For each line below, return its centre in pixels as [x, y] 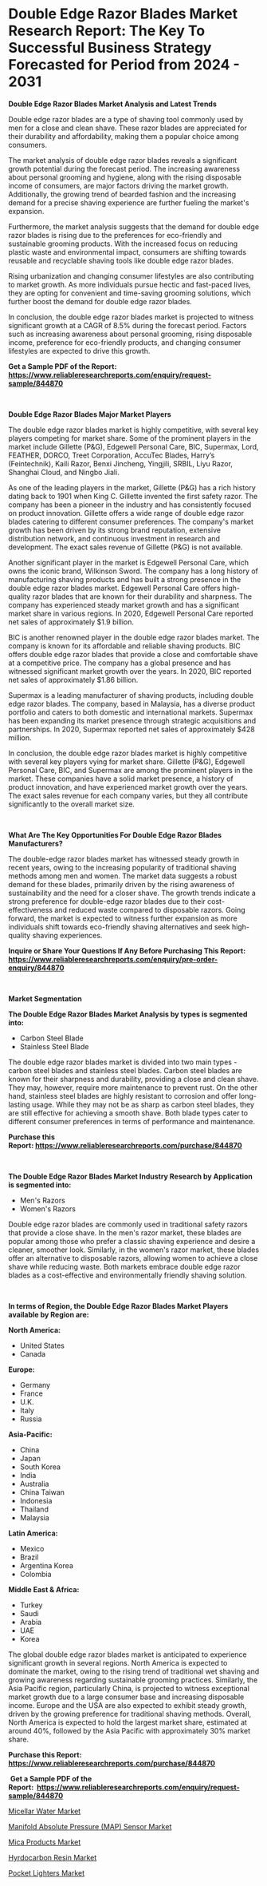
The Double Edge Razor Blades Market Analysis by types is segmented [128, 1014]
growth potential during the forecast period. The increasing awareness [124, 168]
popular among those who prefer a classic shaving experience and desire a [132, 1241]
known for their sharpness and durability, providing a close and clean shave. [133, 1079]
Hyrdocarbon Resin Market [53, 1857]
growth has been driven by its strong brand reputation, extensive [115, 530]
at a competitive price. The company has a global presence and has [120, 663]
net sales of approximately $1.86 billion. [73, 680]
